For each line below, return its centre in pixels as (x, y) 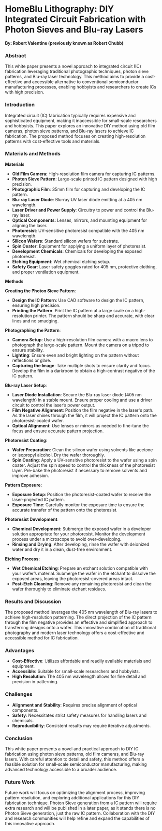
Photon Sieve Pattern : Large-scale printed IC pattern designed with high (84, 179)
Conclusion (19, 738)
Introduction (20, 105)
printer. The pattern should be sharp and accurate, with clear (94, 316)
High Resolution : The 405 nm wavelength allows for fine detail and (79, 676)
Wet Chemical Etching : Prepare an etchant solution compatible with (80, 568)
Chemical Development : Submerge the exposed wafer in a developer (81, 529)
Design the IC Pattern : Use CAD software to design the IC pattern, (78, 300)
